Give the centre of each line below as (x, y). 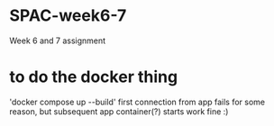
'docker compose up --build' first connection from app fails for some (137, 102)
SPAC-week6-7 (68, 16)
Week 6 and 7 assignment (58, 40)
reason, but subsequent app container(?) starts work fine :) (119, 111)
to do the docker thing (94, 77)
